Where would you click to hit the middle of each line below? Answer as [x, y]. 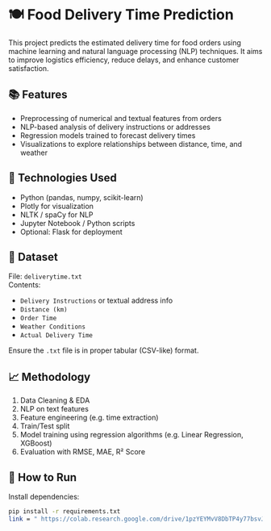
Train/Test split [45, 426]
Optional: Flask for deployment [71, 232]
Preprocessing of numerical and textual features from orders [121, 118]
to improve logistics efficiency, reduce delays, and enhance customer [124, 60]
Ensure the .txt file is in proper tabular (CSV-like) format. [104, 350]
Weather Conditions [53, 327]
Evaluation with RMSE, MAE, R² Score [83, 452]
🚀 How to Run [43, 477]
